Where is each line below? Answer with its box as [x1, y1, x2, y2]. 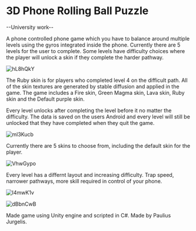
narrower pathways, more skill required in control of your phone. [6, 177, 162, 184]
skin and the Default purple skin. [6, 95, 85, 103]
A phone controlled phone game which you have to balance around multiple [6, 35, 190, 42]
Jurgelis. [6, 218, 28, 225]
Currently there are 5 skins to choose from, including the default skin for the [6, 142, 191, 149]
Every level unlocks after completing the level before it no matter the [6, 107, 172, 114]
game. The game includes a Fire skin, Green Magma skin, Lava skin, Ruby [6, 89, 185, 96]
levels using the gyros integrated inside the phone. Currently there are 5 [6, 41, 181, 48]
